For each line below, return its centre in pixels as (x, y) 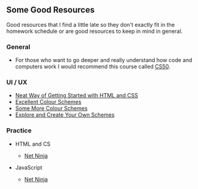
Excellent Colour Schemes (48, 102)
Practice (19, 131)
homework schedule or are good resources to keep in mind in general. (94, 31)
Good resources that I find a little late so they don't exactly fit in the (90, 24)
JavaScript (29, 167)
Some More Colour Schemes (51, 108)
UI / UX (17, 83)
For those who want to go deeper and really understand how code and (104, 60)
